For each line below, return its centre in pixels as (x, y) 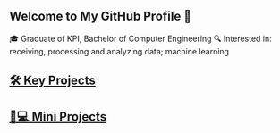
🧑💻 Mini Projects (58, 116)
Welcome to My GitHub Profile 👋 (101, 17)
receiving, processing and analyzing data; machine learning (119, 51)
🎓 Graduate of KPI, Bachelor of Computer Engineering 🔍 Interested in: (141, 38)
